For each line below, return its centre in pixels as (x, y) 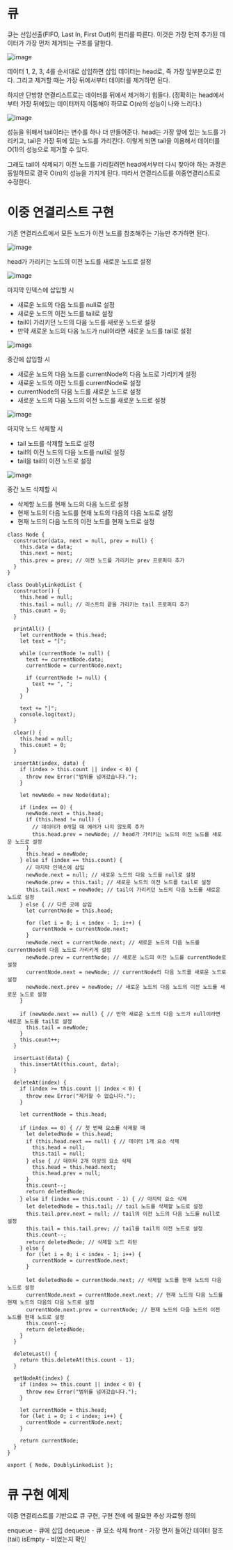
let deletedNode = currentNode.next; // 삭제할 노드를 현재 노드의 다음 (123, 1280)
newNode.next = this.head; (65, 813)
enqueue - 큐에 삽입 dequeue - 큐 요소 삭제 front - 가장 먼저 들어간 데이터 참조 (115, 1530)
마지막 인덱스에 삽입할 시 (41, 290)
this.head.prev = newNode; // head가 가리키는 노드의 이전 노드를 (121, 834)
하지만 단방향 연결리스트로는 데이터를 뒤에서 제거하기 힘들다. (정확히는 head (110, 95)
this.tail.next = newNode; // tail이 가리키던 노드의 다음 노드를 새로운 (123, 890)
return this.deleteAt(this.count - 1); (78, 1360)
